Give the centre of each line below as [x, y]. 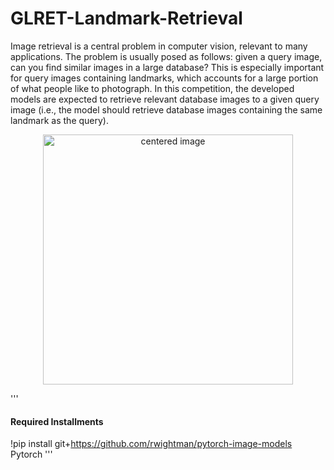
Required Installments [57, 421]
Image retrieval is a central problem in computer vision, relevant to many [159, 46]
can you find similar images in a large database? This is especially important [167, 67]
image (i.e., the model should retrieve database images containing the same [166, 109]
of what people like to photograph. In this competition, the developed [152, 88]
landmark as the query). [59, 120]
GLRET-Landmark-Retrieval [126, 18]
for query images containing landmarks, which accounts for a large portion [164, 78]
